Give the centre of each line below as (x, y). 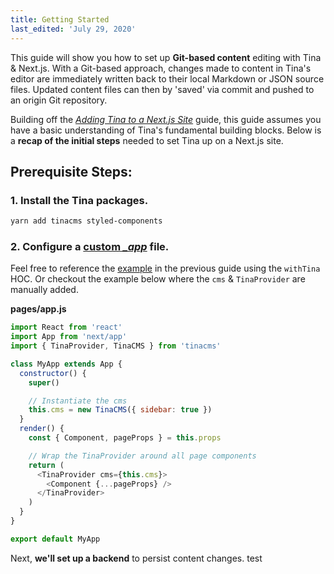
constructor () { (53, 373)
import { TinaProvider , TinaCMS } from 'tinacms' (116, 346)
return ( (46, 465)
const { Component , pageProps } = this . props (125, 438)
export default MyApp (55, 539)
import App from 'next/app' (69, 337)
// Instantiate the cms (78, 401)
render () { (42, 429)
